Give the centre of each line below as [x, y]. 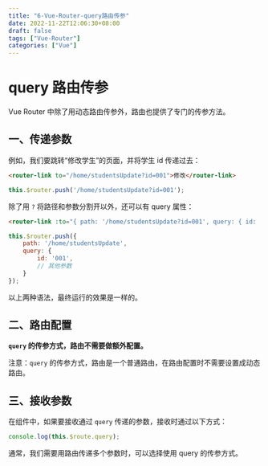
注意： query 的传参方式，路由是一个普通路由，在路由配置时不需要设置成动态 [134, 363]
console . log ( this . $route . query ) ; [64, 437]
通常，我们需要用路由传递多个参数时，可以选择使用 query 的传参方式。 [126, 453]
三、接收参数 [40, 401]
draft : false [30, 31]
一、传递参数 [40, 139]
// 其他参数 [55, 266]
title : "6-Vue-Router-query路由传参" [69, 16]
